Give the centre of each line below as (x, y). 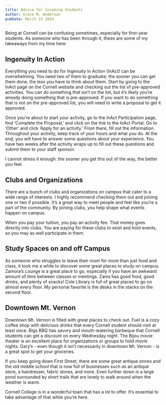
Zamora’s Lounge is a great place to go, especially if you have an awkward (81, 271)
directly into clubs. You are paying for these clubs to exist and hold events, (81, 228)
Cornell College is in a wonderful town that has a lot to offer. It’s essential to (82, 392)
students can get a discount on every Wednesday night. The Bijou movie (79, 336)
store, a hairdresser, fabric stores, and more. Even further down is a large (80, 371)
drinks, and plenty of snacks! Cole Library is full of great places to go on (79, 281)
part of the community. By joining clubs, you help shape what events (75, 207)
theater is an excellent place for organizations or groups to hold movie (77, 341)
